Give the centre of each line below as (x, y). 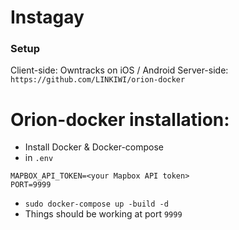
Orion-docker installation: (120, 119)
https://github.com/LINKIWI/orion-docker (98, 80)
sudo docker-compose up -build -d (96, 204)
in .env (39, 158)
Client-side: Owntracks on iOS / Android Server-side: (119, 70)
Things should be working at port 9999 (103, 214)
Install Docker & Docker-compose (94, 147)
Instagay (47, 17)
